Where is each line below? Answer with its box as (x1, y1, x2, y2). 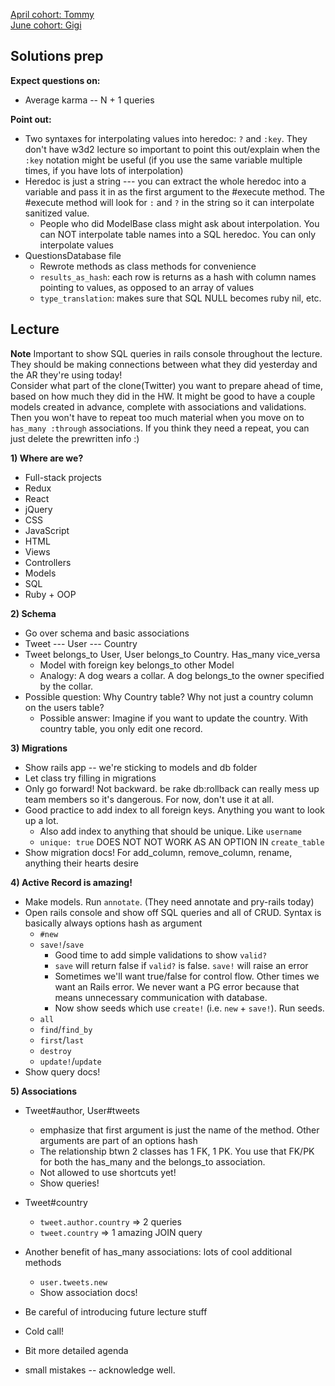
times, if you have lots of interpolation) (24, 164, 184, 176)
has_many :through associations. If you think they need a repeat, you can (10, 422, 310, 434)
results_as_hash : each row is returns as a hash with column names (39, 270, 317, 283)
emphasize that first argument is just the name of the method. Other (39, 1124, 320, 1136)
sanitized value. (24, 207, 90, 219)
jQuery (24, 503, 53, 515)
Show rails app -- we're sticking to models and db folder (24, 761, 258, 773)
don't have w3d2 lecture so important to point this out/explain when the (24, 143, 321, 155)
